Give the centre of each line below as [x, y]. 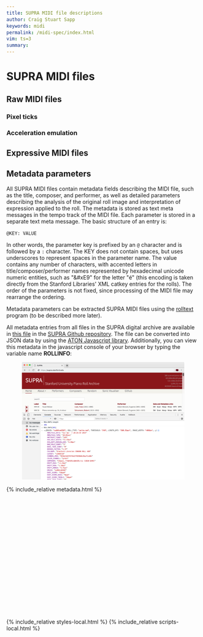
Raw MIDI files [34, 99]
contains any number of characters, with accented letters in [82, 264]
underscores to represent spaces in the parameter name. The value [92, 257]
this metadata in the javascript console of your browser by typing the [94, 346]
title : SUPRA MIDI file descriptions [55, 13]
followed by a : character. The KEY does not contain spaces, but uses [95, 251]
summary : [17, 45]
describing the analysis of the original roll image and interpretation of [94, 201]
